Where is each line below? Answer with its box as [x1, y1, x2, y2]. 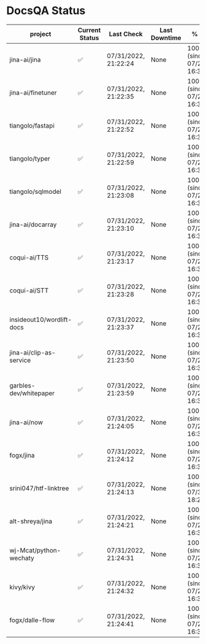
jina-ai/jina [9, 55, 41, 64]
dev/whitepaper [9, 389, 55, 397]
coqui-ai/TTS [9, 253, 49, 261]
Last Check [109, 29, 143, 38]
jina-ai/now [9, 418, 44, 426]
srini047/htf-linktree [9, 484, 69, 493]
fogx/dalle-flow [9, 616, 55, 624]
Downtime [151, 33, 182, 42]
